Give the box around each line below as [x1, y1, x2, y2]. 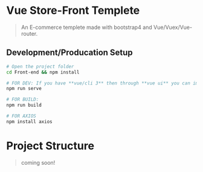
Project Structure [6, 139, 95, 153]
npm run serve [6, 86, 42, 92]
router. [21, 30, 38, 37]
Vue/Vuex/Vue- [153, 24, 192, 31]
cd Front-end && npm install [6, 69, 80, 75]
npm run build [6, 102, 42, 109]
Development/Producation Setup [6, 48, 133, 58]
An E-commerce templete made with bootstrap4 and [21, 24, 152, 31]
